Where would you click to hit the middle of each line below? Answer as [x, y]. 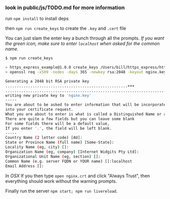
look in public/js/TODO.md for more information [65, 8]
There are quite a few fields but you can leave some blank [70, 119]
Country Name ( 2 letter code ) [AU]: [44, 138]
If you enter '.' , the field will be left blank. [59, 128]
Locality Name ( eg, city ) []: [37, 147]
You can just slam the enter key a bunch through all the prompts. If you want [85, 38]
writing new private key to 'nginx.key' [49, 95]
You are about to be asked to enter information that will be [72, 105]
